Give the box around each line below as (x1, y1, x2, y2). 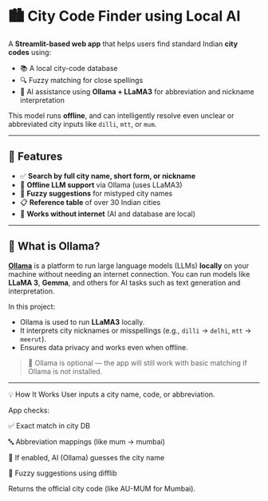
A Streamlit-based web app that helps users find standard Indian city (8, 38, 238, 49)
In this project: (8, 302, 56, 311)
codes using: (8, 47, 52, 57)
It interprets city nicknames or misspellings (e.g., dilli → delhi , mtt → (19, 325, 252, 335)
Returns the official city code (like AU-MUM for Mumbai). (8, 483, 196, 493)
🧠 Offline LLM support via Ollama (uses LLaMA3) (19, 179, 183, 189)
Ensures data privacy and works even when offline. (19, 342, 189, 352)
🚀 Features (8, 150, 63, 164)
